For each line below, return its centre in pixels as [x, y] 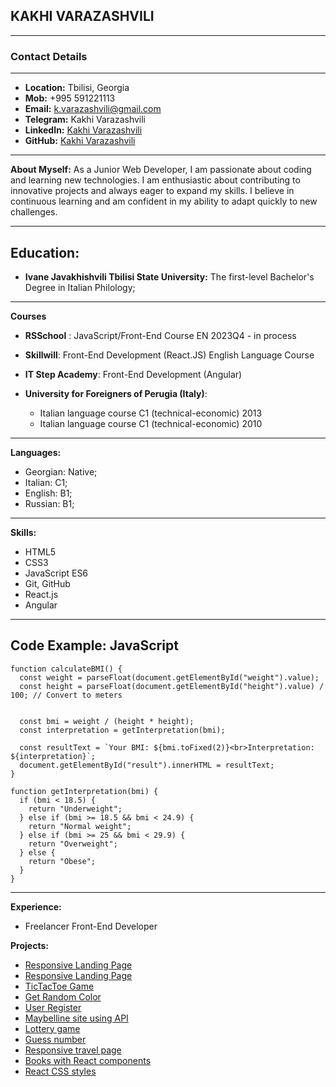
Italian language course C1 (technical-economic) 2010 [151, 423]
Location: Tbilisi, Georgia [77, 88]
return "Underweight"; [75, 809]
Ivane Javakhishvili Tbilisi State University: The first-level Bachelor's [169, 276]
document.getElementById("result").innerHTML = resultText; [147, 765]
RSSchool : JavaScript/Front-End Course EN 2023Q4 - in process [160, 335]
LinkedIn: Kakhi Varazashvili [83, 130]
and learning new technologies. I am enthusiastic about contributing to [155, 180]
